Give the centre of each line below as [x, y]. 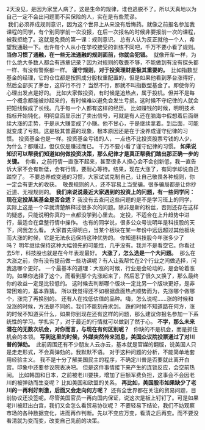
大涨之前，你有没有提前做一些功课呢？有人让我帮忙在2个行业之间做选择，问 [102, 260]
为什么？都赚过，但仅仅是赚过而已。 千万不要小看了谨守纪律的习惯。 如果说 [101, 146]
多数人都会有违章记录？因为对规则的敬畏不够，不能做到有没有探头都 [113, 62]
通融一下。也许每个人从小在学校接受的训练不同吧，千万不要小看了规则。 [108, 47]
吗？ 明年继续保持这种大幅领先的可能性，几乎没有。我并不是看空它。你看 [98, 245]
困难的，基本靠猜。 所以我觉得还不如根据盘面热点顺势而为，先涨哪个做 [100, 291]
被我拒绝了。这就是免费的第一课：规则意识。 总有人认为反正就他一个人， [98, 39]
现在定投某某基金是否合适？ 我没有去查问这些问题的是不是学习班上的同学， [101, 199]
